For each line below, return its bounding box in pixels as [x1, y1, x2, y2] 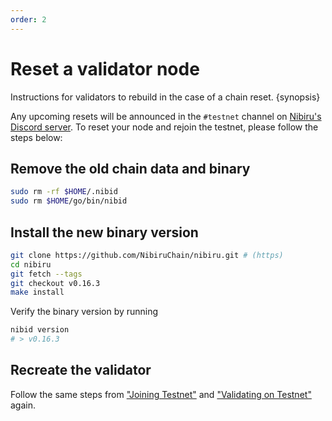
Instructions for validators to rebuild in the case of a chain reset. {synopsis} [10, 91, 321, 103]
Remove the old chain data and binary [10, 160, 251, 177]
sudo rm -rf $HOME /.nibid [10, 187, 118, 197]
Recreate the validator [10, 362, 152, 379]
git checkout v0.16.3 [10, 278, 101, 288]
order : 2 [10, 14, 47, 25]
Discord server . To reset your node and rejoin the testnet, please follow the [10, 121, 319, 133]
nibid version [10, 325, 70, 335]
